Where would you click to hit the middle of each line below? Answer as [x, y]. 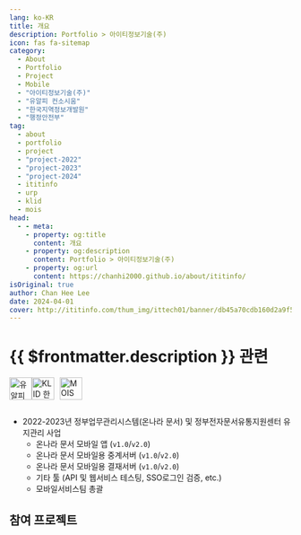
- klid [30, 202]
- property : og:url [62, 268]
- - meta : [35, 226]
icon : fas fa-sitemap [50, 43]
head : [19, 218]
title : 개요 [30, 26]
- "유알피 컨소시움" [49, 101]
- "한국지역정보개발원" [53, 110]
